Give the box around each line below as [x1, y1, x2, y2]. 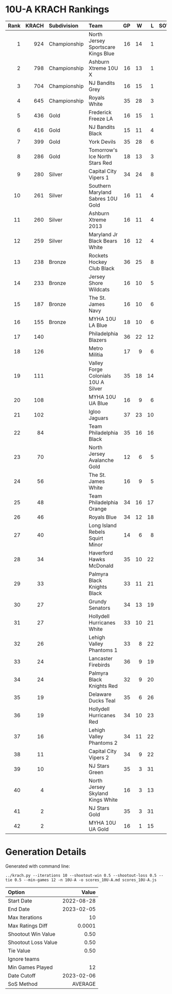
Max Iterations [8, 914, 42, 921]
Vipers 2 [89, 754, 109, 761]
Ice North [89, 152, 112, 160]
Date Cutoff [8, 972, 36, 979]
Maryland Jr [89, 231, 118, 238]
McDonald [89, 562, 114, 569]
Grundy [89, 598, 107, 605]
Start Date [8, 897, 32, 904]
